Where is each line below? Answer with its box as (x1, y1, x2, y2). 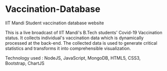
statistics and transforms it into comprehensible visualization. (5, 45, 131, 51)
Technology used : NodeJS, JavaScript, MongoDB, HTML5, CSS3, (5, 55, 141, 61)
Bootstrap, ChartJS (5, 60, 45, 66)
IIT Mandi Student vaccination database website (5, 20, 104, 26)
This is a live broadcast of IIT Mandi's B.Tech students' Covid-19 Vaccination (5, 29, 163, 35)
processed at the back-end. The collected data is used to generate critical (5, 40, 158, 46)
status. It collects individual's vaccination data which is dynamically (5, 35, 144, 41)
